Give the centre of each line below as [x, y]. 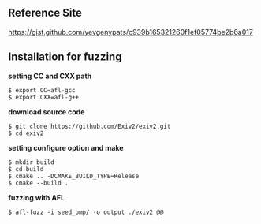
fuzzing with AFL [37, 197]
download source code [47, 112]
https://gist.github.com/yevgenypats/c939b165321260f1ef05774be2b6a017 [131, 32]
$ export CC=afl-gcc [42, 90]
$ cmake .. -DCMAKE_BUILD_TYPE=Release [74, 176]
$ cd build [26, 169]
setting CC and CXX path [50, 76]
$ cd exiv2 [26, 133]
